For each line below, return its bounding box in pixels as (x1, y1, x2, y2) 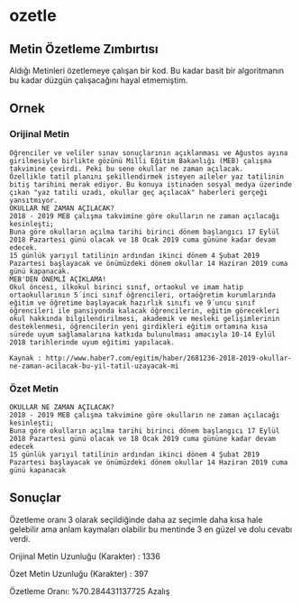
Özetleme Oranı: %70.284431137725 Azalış (9, 585, 170, 596)
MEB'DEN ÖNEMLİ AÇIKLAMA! (9, 274, 106, 284)
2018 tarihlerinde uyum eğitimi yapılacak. (9, 337, 176, 347)
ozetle (9, 5, 57, 26)
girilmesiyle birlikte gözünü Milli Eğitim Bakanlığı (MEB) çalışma (9, 156, 272, 165)
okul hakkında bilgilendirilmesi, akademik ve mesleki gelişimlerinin (9, 314, 280, 323)
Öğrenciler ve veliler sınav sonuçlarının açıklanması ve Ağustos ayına (9, 148, 288, 158)
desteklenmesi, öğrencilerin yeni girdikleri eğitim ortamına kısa (9, 322, 269, 331)
